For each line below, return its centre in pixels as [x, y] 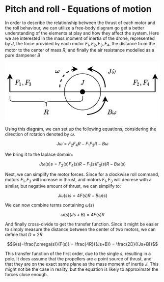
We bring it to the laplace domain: [39, 154]
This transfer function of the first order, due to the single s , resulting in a [78, 254]
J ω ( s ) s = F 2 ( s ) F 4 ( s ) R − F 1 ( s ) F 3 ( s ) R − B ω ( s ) [82, 164]
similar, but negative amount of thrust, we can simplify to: [63, 186]
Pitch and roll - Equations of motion [78, 9]
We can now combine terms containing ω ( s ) [50, 205]
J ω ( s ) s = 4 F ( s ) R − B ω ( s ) [82, 196]
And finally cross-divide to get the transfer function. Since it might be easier [82, 224]
